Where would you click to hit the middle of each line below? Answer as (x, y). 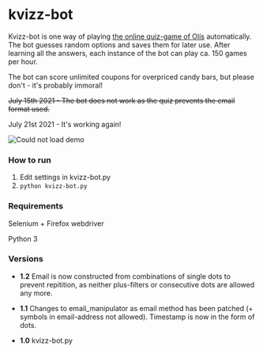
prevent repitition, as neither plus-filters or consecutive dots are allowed (137, 284)
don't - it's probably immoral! (56, 85)
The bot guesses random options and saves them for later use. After (119, 44)
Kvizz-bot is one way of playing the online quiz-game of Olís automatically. (130, 36)
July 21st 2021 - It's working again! (65, 124)
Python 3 (23, 238)
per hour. (23, 62)
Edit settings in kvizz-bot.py (65, 177)
